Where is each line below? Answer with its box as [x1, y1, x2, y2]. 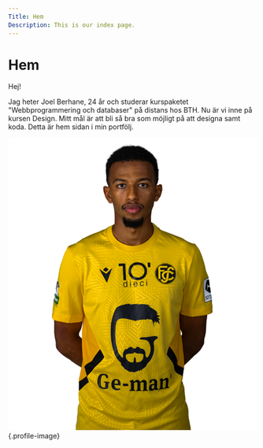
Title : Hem [8, 13, 44, 20]
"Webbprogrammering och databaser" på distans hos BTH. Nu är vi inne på [8, 106, 253, 115]
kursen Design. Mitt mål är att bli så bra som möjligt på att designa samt [8, 114, 241, 124]
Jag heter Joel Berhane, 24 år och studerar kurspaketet [8, 97, 189, 106]
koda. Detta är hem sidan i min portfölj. [8, 122, 134, 131]
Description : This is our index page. [8, 20, 135, 29]
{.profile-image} [8, 431, 61, 440]
